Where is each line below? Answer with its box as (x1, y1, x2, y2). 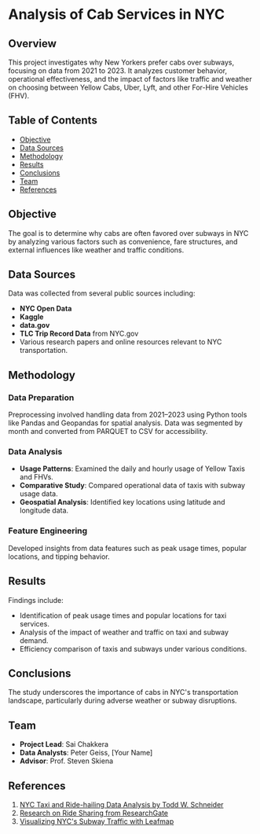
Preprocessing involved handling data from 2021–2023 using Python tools (8, 410, 247, 420)
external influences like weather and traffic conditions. (8, 245, 185, 255)
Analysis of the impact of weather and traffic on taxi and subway (19, 627, 229, 637)
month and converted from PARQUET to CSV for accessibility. (8, 427, 208, 436)
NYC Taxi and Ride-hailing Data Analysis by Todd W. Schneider (19, 799, 224, 809)
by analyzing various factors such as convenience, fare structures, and (8, 237, 238, 246)
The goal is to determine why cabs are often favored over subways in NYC (8, 228, 249, 237)
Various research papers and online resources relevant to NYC (19, 337, 222, 347)
